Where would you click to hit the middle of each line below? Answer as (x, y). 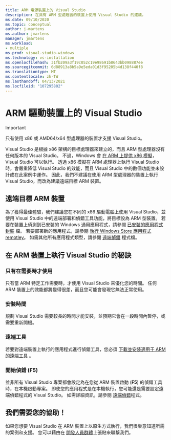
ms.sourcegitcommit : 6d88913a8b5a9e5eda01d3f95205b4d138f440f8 (74, 67)
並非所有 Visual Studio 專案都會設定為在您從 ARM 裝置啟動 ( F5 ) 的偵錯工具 (84, 382)
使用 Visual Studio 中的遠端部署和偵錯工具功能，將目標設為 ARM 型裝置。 (83, 218)
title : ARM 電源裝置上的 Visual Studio (46, 10)
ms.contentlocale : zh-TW (32, 77)
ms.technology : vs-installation (40, 58)
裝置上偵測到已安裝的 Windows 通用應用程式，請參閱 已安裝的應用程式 (89, 225)
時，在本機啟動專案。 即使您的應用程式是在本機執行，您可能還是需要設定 (82, 388)
